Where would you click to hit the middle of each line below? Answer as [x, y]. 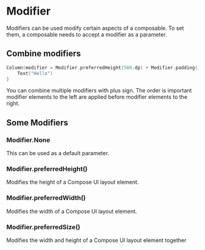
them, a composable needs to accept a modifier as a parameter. [87, 34]
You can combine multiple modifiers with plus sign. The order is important [99, 91]
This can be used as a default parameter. [58, 153]
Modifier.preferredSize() [43, 227]
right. [13, 103]
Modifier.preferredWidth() [46, 198]
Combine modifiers [44, 54]
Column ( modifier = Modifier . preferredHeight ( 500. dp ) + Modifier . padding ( [102, 68]
